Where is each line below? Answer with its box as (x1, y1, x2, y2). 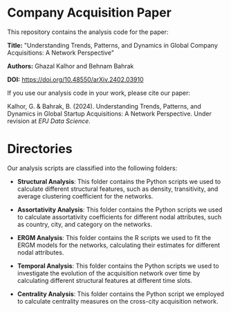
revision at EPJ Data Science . (7, 116, 91, 125)
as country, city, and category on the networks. (17, 220, 153, 228)
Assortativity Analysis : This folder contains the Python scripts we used (17, 205, 223, 214)
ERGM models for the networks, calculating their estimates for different (17, 241, 220, 249)
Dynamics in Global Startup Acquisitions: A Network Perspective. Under (7, 109, 212, 118)
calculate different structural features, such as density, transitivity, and (17, 185, 219, 193)
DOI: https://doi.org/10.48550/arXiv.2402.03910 (7, 75, 144, 84)
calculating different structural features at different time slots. (17, 276, 192, 284)
